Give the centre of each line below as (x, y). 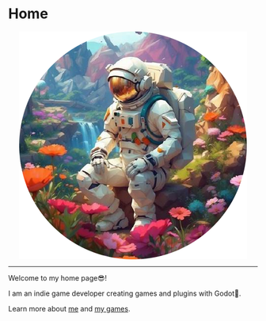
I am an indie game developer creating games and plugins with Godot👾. (125, 293)
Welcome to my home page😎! (58, 277)
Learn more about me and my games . (69, 308)
